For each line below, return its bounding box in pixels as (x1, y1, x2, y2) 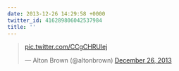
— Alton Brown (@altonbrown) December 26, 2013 (24, 56, 172, 65)
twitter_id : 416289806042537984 (7, 17, 102, 24)
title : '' (7, 23, 37, 30)
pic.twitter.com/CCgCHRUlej (24, 43, 108, 51)
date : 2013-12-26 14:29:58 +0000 (7, 10, 106, 18)
